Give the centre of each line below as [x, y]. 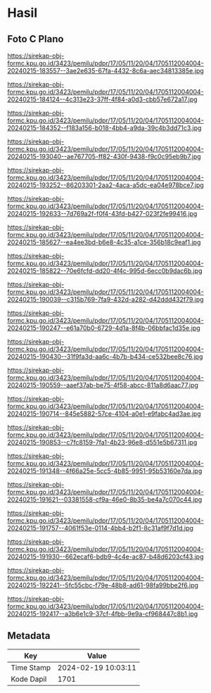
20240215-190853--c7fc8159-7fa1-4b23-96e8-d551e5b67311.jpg [102, 442]
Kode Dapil [29, 679]
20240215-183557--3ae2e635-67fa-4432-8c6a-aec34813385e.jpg [105, 71]
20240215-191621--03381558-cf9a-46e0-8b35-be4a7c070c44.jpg [105, 500]
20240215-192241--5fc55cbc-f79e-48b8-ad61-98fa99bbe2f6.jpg [103, 585]
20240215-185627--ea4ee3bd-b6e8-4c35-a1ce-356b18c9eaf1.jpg [104, 242]
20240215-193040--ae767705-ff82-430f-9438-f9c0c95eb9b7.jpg [104, 157]
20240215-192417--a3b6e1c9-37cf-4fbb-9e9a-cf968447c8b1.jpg [103, 614]
